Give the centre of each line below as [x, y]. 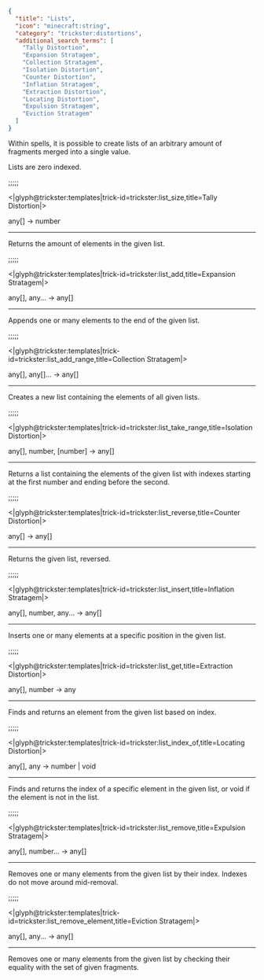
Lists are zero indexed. [45, 167]
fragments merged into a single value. [70, 151]
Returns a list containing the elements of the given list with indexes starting [130, 473]
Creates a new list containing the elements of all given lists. [104, 396]
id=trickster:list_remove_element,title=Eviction [83, 921]
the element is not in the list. [54, 797]
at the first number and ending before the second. [89, 482]
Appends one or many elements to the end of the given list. [104, 320]
